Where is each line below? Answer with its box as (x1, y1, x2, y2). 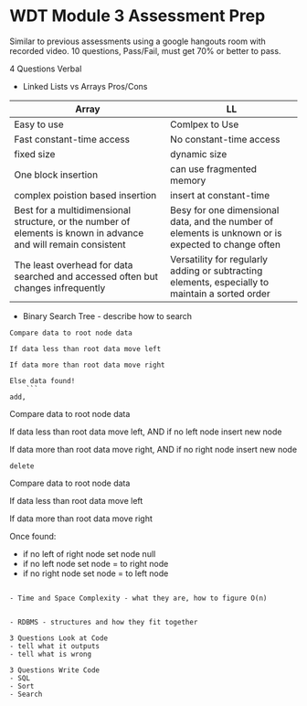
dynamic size (170, 147, 228, 160)
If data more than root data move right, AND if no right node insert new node (9, 444, 298, 455)
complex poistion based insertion (14, 188, 157, 201)
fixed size (14, 147, 56, 160)
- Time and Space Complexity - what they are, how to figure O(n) (9, 594, 268, 603)
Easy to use (14, 118, 64, 131)
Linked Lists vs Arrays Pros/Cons (22, 80, 148, 91)
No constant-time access (170, 133, 281, 145)
